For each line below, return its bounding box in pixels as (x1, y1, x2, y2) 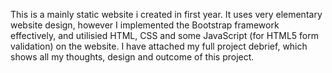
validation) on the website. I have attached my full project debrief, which (10, 40, 308, 52)
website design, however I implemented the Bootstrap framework (10, 19, 280, 31)
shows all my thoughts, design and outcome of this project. (10, 51, 255, 63)
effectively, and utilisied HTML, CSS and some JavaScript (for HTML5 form (10, 30, 319, 41)
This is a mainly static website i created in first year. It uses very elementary (10, 9, 323, 20)
